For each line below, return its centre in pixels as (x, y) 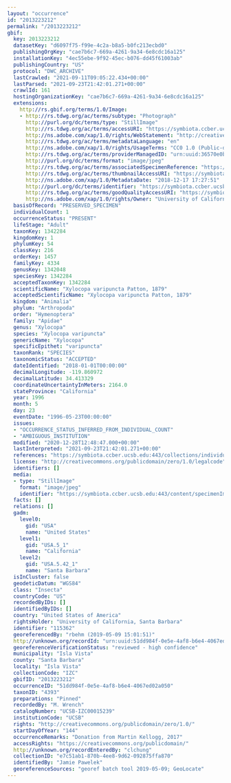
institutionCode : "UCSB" (49, 718)
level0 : (30, 519)
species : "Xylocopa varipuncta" (60, 334)
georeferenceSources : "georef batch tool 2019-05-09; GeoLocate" (109, 769)
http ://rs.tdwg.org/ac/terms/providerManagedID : (96, 155)
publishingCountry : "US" (49, 65)
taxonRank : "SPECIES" (44, 353)
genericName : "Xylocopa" (49, 340)
